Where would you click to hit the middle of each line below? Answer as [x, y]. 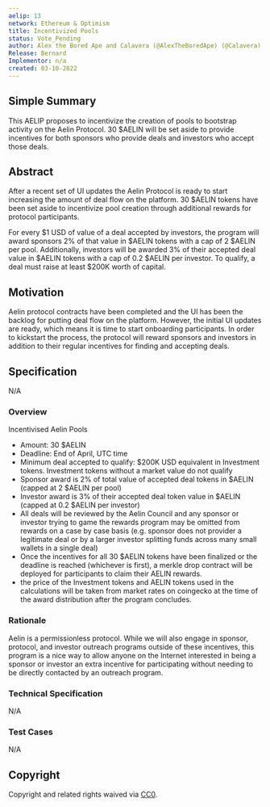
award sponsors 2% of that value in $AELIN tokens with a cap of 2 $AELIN [132, 241]
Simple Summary [52, 101]
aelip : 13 [25, 16]
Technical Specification [56, 693]
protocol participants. [44, 217]
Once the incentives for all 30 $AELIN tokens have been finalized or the [139, 557]
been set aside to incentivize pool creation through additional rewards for [130, 208]
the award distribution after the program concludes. [106, 599]
